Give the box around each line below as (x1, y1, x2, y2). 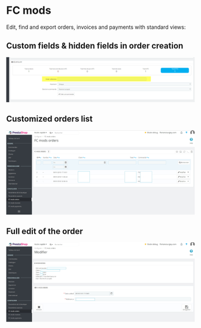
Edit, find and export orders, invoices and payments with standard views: (6, 23, 186, 31)
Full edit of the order (6, 226, 83, 236)
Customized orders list (6, 114, 93, 124)
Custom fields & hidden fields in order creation (6, 41, 184, 51)
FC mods (6, 4, 51, 17)
